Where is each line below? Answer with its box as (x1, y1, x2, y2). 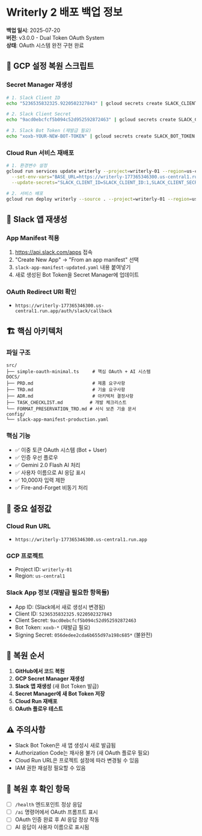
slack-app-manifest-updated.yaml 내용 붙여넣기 (14, 263, 131, 271)
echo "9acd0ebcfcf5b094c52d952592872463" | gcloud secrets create (6, 117, 176, 123)
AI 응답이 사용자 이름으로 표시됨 (14, 823, 90, 831)
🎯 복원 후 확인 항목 (6, 784, 70, 794)
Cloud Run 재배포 (14, 697, 58, 705)
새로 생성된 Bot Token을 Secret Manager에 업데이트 (14, 271, 139, 278)
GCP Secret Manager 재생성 (14, 675, 85, 682)
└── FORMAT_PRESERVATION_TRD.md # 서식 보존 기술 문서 (6, 406, 136, 412)
